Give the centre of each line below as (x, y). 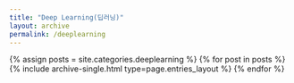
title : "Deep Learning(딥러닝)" (67, 17)
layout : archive (39, 26)
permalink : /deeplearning (57, 34)
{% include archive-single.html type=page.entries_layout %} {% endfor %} (147, 69)
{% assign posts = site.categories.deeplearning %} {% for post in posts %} (147, 60)
